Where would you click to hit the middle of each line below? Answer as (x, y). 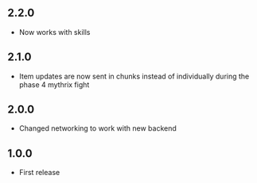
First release (39, 173)
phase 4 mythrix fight (54, 84)
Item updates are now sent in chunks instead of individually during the (134, 76)
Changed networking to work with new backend (97, 128)
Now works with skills (55, 32)
